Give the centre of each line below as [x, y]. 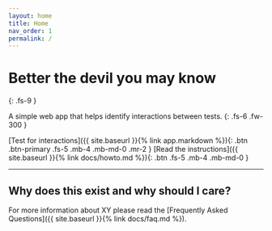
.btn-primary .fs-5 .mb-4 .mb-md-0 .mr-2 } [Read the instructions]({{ [123, 149]
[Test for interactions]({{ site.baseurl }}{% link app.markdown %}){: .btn [128, 141]
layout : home [30, 16]
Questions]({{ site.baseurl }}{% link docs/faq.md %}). [98, 218]
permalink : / [30, 38]
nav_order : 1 [30, 31]
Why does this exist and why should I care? [120, 191]
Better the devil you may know [113, 78]
